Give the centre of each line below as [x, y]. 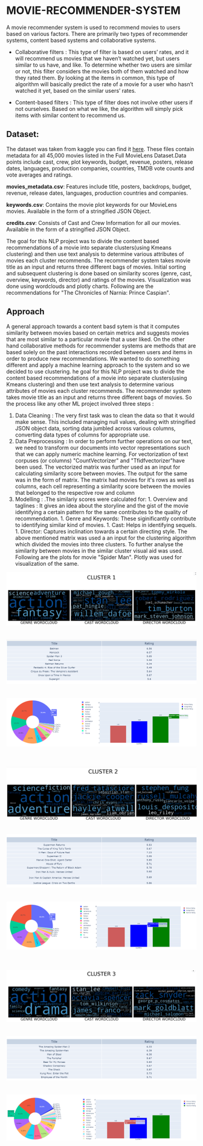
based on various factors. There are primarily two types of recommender [97, 33]
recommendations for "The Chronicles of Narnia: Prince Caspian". [88, 292]
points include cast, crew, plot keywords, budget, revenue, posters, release [100, 162]
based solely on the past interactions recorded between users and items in [99, 352]
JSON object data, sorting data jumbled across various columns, [95, 428]
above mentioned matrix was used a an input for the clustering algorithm [105, 538]
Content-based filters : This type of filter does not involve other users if [104, 102]
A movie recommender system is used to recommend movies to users [93, 27]
